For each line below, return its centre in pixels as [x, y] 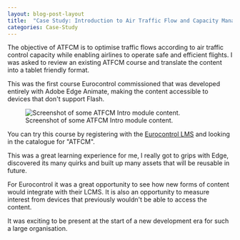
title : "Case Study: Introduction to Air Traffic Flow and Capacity [113, 21]
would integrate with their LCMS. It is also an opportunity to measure [108, 192]
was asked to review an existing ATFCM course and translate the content [115, 63]
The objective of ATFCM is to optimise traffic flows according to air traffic [115, 48]
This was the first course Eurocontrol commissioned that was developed [114, 84]
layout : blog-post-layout [46, 14]
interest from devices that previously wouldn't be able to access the [107, 199]
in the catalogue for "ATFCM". [51, 142]
